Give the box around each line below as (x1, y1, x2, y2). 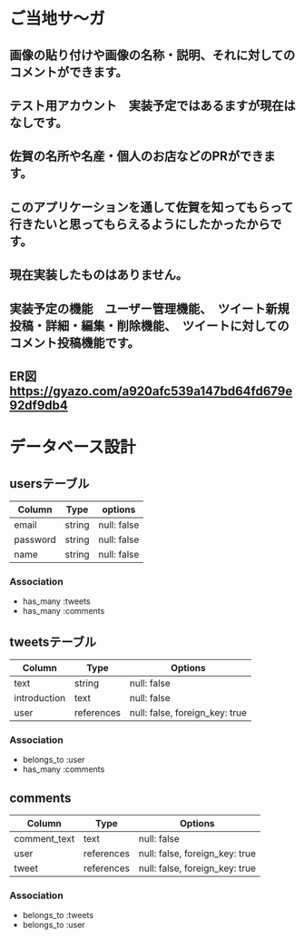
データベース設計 (9, 437, 136, 458)
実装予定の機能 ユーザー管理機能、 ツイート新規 (9, 301, 290, 316)
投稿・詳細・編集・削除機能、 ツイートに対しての (9, 318, 290, 333)
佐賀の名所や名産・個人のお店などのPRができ (9, 149, 264, 164)
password (14, 533, 56, 546)
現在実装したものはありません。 (9, 267, 189, 282)
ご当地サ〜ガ (9, 8, 106, 29)
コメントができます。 (9, 64, 128, 80)
